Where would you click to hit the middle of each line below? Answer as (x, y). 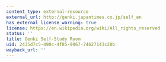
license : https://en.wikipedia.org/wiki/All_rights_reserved (83, 28)
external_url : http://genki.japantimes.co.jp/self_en (74, 17)
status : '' (20, 34)
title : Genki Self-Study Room (44, 39)
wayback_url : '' (26, 50)
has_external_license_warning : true (51, 22)
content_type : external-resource (47, 12)
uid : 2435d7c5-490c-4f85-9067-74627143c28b (61, 45)
